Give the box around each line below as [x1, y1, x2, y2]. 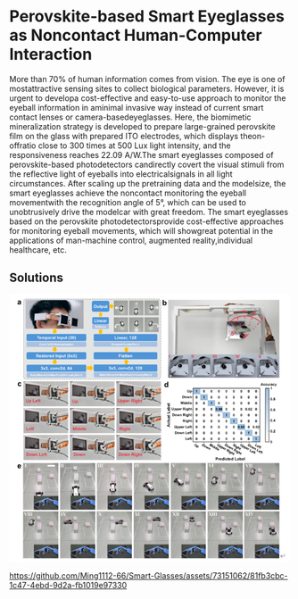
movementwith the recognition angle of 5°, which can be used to [9, 196, 247, 207]
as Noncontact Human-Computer [9, 25, 262, 46]
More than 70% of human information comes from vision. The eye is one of [9, 73, 286, 84]
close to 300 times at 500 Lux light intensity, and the [37, 140, 231, 151]
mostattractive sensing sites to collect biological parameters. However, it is [9, 83, 285, 94]
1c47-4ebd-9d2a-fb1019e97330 [9, 579, 128, 590]
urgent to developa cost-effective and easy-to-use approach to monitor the [9, 92, 286, 104]
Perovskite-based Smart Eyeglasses [9, 6, 286, 27]
